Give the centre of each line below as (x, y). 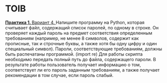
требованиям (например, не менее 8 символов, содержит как (72, 38)
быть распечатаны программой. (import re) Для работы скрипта (74, 54)
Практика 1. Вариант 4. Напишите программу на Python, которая (75, 22)
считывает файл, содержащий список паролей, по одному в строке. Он (82, 27)
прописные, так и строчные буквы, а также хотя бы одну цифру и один (81, 43)
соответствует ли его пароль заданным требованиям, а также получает (82, 70)
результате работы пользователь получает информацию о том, (73, 65)
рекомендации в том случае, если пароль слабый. (59, 75)
